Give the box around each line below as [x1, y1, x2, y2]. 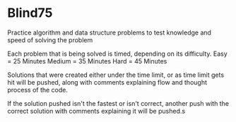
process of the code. [7, 85, 69, 94]
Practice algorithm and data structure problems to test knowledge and [7, 28, 212, 37]
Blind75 [7, 5, 53, 21]
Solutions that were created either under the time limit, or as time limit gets [7, 71, 225, 79]
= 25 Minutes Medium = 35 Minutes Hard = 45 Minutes [7, 56, 167, 65]
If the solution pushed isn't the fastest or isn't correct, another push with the [7, 99, 230, 107]
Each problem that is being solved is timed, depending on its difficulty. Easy [7, 49, 228, 58]
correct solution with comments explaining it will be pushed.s [7, 106, 186, 115]
